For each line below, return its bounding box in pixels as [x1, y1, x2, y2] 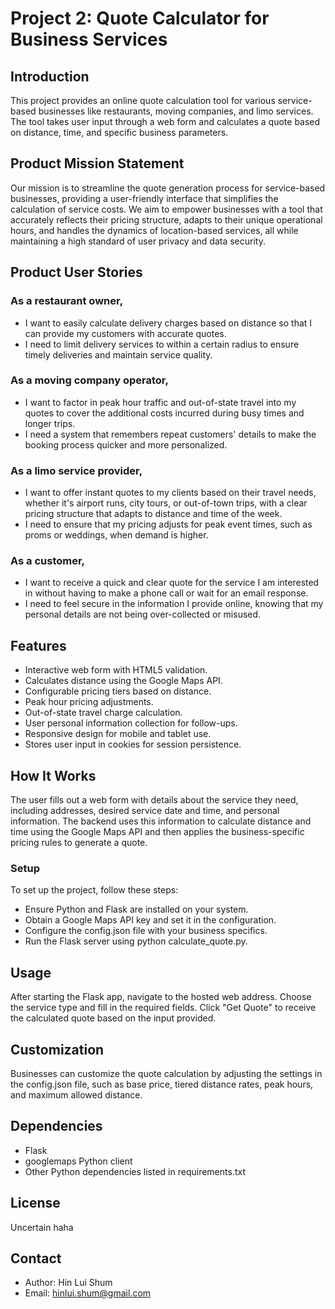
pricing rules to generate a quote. [10, 837, 148, 849]
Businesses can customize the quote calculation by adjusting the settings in [10, 1067, 323, 1079]
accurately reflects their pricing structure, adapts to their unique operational [10, 213, 323, 226]
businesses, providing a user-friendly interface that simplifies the [10, 192, 279, 204]
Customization [10, 1041, 105, 1058]
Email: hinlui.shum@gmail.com [24, 1287, 152, 1299]
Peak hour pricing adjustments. [24, 696, 154, 708]
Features [10, 637, 67, 654]
